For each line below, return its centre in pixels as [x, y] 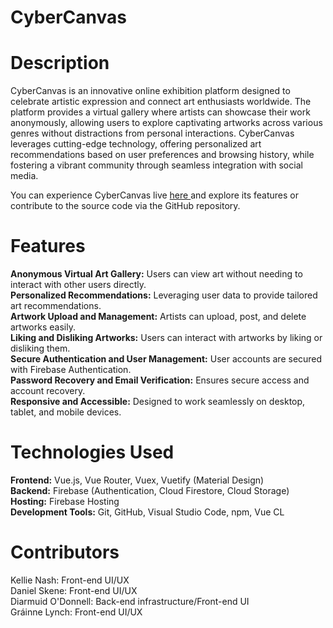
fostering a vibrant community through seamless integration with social [156, 165]
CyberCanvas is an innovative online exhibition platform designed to [150, 91]
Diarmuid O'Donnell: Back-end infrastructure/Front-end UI [130, 601]
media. [24, 176]
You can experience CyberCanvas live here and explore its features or [154, 195]
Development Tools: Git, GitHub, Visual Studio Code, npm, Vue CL [147, 512]
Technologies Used [92, 452]
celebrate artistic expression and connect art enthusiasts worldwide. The [161, 102]
